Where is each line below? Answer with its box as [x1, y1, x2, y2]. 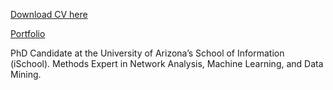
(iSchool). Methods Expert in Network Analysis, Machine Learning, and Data [10, 58, 324, 69]
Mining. [10, 69, 42, 80]
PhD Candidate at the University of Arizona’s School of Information [10, 47, 285, 59]
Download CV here [10, 9, 88, 20]
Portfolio [10, 28, 46, 39]
